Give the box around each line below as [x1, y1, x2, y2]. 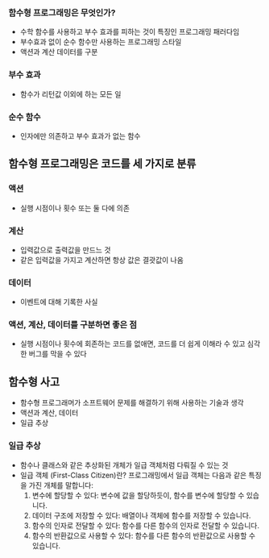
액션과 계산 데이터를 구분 [19, 47, 98, 57]
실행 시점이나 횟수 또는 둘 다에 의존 [19, 203, 130, 213]
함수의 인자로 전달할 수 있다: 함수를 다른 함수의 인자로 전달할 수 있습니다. [31, 520, 260, 530]
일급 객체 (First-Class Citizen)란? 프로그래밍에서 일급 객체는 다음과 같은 [19, 470, 247, 480]
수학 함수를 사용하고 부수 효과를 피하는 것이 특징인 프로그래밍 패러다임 [19, 27, 240, 37]
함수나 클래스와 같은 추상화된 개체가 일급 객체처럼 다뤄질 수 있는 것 [19, 460, 229, 469]
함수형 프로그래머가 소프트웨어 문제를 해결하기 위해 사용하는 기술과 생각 [19, 398, 244, 408]
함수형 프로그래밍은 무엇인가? [8, 6, 116, 18]
